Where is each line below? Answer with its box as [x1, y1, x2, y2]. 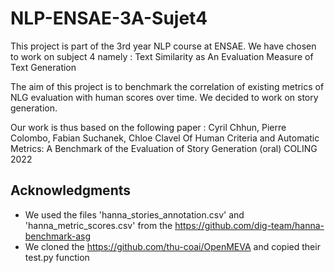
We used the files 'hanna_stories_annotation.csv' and [24, 208, 245, 221]
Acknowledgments [10, 182, 132, 199]
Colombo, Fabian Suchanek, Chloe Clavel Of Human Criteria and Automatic [10, 132, 320, 144]
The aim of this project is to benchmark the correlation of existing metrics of [10, 80, 325, 92]
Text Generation [10, 61, 77, 73]
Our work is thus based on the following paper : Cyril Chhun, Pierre [10, 121, 287, 133]
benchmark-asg [24, 230, 92, 242]
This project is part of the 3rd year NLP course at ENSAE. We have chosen [10, 40, 317, 52]
